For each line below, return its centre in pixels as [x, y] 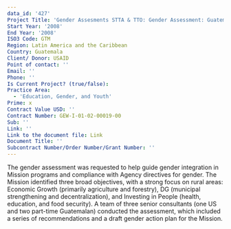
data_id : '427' [29, 13]
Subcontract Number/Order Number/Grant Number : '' [81, 148]
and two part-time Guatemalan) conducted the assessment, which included [114, 211]
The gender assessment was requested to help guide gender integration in [113, 167]
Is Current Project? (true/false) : [58, 84]
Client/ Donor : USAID [38, 58]
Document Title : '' [35, 142]
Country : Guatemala [35, 52]
